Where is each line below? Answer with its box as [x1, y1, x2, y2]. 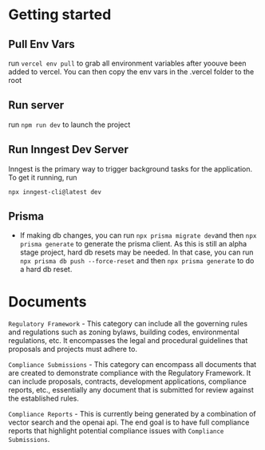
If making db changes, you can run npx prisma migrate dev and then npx [19, 231, 257, 240]
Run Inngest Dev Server [8, 143, 129, 156]
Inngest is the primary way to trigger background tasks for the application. [8, 164, 253, 173]
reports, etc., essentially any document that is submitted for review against [8, 385, 254, 395]
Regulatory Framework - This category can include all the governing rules [8, 319, 248, 329]
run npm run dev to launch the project [8, 120, 131, 129]
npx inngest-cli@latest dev [8, 187, 102, 196]
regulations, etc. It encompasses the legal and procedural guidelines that [8, 336, 248, 345]
